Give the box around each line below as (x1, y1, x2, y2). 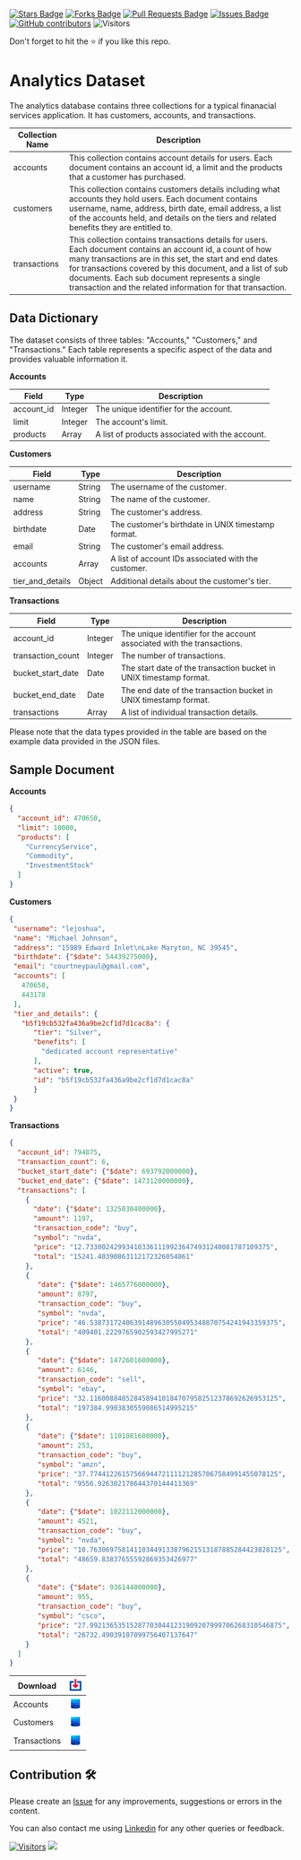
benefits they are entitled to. (68, 222, 173, 232)
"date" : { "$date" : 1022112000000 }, (37, 1508, 170, 1517)
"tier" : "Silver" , (32, 1028, 102, 1038)
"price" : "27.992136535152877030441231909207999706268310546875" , (37, 1621, 291, 1630)
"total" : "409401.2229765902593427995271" (37, 1327, 199, 1336)
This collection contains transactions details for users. (68, 234, 269, 246)
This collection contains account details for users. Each (68, 152, 273, 163)
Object (78, 575, 103, 587)
